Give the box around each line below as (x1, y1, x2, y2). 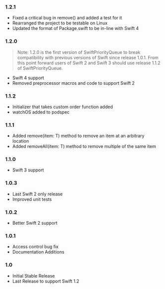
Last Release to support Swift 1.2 (12, 278, 79, 284)
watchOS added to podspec (12, 109, 70, 115)
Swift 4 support (12, 75, 45, 81)
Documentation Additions (12, 249, 64, 255)
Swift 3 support (12, 167, 44, 173)
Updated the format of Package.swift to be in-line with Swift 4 (12, 25, 139, 31)
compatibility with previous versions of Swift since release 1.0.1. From (17, 54, 159, 60)
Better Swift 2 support (12, 220, 58, 226)
